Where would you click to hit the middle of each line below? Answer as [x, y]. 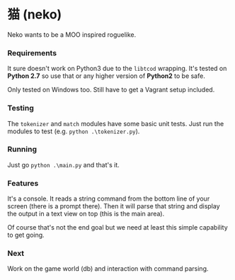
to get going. [26, 235]
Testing [21, 108]
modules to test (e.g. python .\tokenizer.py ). [74, 131]
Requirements [32, 52]
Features [23, 183]
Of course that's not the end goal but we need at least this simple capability [117, 228]
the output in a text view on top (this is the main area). [86, 214]
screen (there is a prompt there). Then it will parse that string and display [114, 206]
